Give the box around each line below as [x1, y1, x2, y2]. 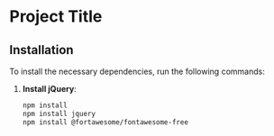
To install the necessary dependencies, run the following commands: [9, 66, 266, 77]
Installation [9, 42, 74, 58]
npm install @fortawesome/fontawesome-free [22, 117, 189, 127]
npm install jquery [22, 109, 96, 118]
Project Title [9, 6, 103, 27]
